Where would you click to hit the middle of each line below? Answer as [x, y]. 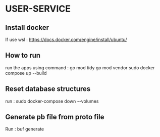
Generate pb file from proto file [55, 117]
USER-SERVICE [38, 9]
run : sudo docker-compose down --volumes [52, 101]
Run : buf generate [25, 129]
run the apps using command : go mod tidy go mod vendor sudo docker [80, 67]
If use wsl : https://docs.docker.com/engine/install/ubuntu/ [66, 39]
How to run [23, 55]
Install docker [27, 28]
